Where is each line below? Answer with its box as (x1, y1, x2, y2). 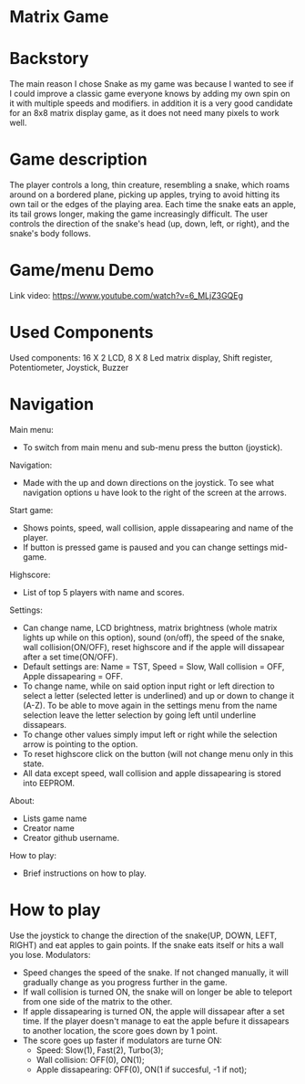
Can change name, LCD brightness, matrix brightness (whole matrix (22, 622, 278, 633)
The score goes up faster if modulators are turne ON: (22, 1035, 223, 1046)
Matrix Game (9, 6, 109, 27)
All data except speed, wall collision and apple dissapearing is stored (22, 767, 282, 778)
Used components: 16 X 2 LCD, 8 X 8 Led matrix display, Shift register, (9, 352, 273, 363)
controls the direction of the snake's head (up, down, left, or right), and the (9, 218, 290, 229)
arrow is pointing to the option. (22, 738, 138, 750)
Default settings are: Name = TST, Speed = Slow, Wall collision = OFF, (22, 660, 285, 672)
